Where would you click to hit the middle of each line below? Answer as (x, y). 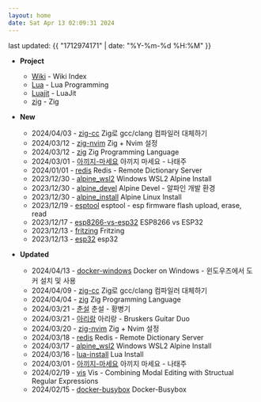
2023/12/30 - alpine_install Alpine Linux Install (106, 197)
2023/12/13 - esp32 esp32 (75, 239)
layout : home (30, 15)
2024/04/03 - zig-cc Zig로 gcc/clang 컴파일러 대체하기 (119, 133)
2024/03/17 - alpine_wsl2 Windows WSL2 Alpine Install (121, 346)
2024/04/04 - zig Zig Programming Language (106, 299)
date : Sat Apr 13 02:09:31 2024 (61, 23)
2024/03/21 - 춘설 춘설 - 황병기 (81, 309)
